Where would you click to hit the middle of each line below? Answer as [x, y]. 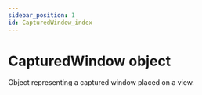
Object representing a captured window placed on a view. [101, 83]
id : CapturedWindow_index [50, 23]
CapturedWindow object [90, 61]
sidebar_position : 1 [42, 15]
